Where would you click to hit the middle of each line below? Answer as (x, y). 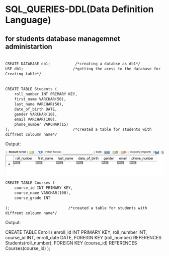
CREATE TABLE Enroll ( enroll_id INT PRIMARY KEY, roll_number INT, (76, 232)
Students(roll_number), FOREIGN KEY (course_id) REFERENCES (71, 243)
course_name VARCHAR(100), (43, 193)
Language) (28, 20)
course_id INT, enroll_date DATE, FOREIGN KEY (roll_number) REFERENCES (83, 238)
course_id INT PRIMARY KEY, (44, 188)
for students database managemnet (63, 39)
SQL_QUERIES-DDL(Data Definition (79, 9)
